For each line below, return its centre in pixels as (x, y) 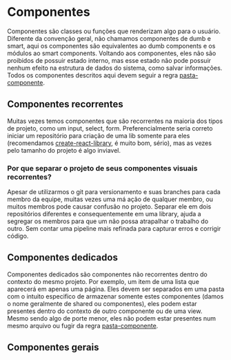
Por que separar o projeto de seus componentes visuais (102, 168)
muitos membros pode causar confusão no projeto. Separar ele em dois (109, 207)
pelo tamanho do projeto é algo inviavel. (64, 150)
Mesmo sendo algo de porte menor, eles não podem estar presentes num (111, 318)
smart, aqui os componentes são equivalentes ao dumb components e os (111, 46)
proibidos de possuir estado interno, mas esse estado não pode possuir (109, 60)
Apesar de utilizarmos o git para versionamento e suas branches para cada (114, 192)
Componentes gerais (53, 347)
